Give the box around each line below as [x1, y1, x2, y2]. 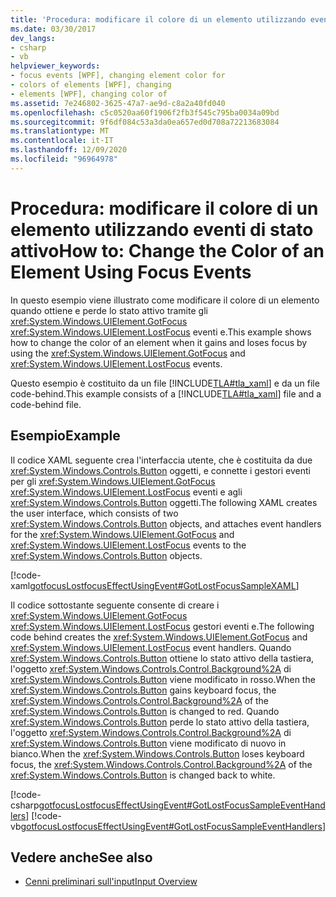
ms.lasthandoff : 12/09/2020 [10, 145, 128, 155]
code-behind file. [10, 398, 82, 410]
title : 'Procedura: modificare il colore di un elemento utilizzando [10, 14, 307, 25]
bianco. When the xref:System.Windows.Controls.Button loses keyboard [10, 747, 305, 760]
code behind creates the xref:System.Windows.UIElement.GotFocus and [10, 631, 308, 643]
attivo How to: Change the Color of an [10, 239, 325, 262]
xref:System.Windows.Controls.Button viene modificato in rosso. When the [10, 673, 316, 685]
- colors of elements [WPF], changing [10, 80, 172, 90]
